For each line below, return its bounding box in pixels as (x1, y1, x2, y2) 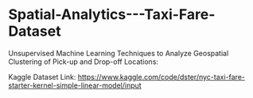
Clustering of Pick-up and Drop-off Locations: (8, 57, 159, 66)
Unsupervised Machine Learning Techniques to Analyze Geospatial (8, 48, 229, 58)
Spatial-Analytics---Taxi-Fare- (8, 6, 216, 24)
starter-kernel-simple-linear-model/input (8, 81, 142, 90)
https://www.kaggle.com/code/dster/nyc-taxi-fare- (77, 72, 245, 81)
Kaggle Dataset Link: (8, 72, 76, 81)
